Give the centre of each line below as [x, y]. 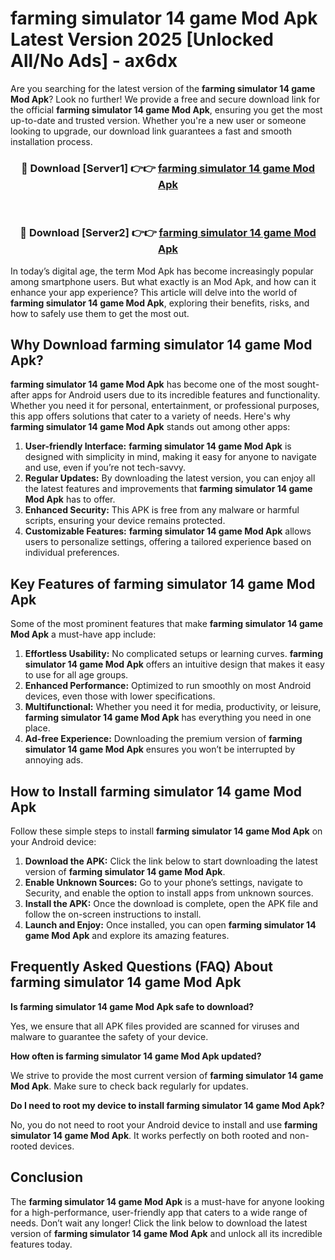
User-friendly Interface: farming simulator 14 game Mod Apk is [158, 446]
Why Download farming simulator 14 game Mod [161, 344]
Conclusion [47, 1177]
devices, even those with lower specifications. [120, 696]
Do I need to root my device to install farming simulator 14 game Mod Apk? [167, 1105]
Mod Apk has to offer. [70, 499]
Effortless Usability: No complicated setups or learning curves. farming [173, 654]
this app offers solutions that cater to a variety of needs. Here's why [150, 416]
